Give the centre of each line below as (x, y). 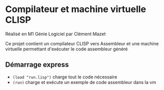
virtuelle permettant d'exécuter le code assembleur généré (67, 49)
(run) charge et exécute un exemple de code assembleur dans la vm (84, 82)
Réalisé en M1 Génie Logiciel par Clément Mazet (55, 34)
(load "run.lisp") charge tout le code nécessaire (65, 77)
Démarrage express (37, 65)
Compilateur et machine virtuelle (76, 9)
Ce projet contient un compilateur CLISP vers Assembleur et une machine (82, 43)
